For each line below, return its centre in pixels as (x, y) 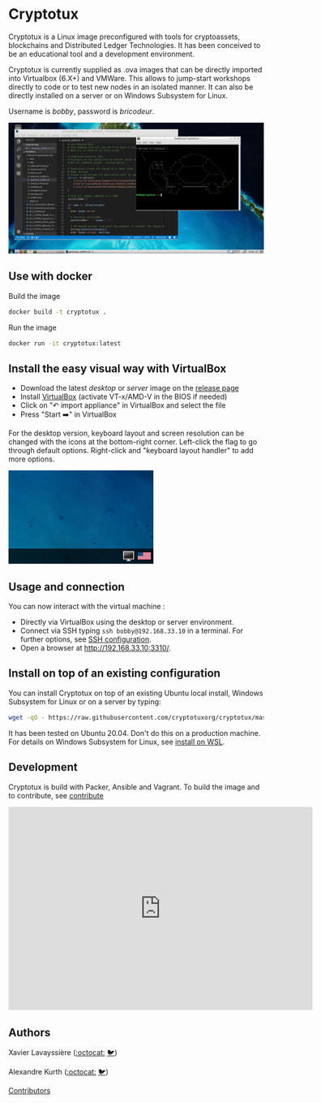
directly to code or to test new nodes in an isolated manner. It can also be (131, 87)
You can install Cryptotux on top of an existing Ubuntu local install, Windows (136, 693)
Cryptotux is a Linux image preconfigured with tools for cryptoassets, (124, 37)
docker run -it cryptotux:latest (65, 343)
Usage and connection (67, 587)
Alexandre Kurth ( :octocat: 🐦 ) (59, 1072)
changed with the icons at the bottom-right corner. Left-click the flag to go (133, 442)
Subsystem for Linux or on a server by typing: (85, 701)
